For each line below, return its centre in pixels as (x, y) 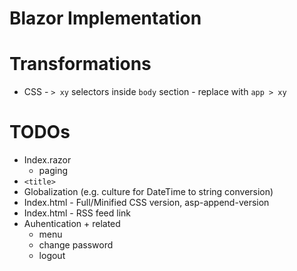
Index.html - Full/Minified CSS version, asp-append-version (146, 203)
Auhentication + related (72, 224)
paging (53, 171)
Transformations (80, 64)
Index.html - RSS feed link (77, 213)
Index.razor (47, 160)
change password (76, 245)
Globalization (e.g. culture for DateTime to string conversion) (148, 192)
